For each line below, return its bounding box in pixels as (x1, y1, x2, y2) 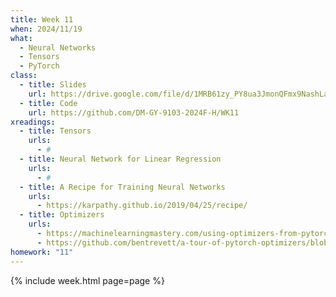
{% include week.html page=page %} (10, 274, 165, 286)
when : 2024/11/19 (10, 24, 83, 34)
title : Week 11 (10, 14, 74, 25)
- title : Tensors (19, 126, 92, 136)
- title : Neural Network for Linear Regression (19, 154, 222, 164)
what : (10, 33, 33, 43)
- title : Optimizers (19, 210, 105, 220)
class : (10, 71, 38, 81)
